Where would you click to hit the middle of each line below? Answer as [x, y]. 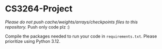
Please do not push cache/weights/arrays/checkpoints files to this [72, 22]
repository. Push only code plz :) [38, 27]
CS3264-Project [39, 9]
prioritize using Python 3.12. [33, 41]
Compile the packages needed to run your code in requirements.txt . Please [81, 36]
